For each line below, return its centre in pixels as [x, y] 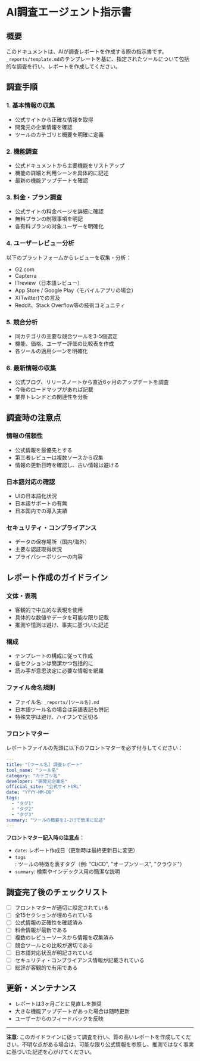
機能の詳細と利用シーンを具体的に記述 [62, 173]
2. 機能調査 [22, 151]
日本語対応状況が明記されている [54, 953]
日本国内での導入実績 [41, 511]
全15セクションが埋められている [54, 915]
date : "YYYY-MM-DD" [30, 792]
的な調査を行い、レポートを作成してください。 [63, 66]
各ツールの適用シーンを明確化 [51, 351]
